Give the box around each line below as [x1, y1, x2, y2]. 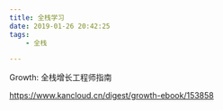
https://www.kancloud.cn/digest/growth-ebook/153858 [9, 90, 214, 101]
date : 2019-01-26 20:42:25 [9, 22, 111, 31]
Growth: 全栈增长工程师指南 [9, 72, 112, 83]
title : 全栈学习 [9, 13, 65, 23]
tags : [9, 30, 30, 39]
